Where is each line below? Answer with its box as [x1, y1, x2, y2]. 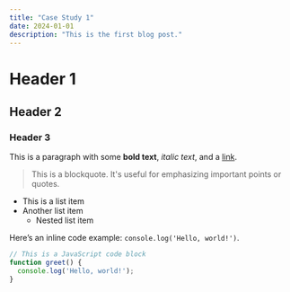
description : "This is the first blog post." [9, 30, 182, 39]
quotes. [31, 179, 60, 190]
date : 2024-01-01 [9, 22, 75, 31]
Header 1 [9, 68, 76, 89]
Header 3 [9, 131, 51, 144]
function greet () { [9, 258, 83, 268]
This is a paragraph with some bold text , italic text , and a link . [9, 152, 238, 163]
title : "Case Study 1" [9, 13, 94, 22]
